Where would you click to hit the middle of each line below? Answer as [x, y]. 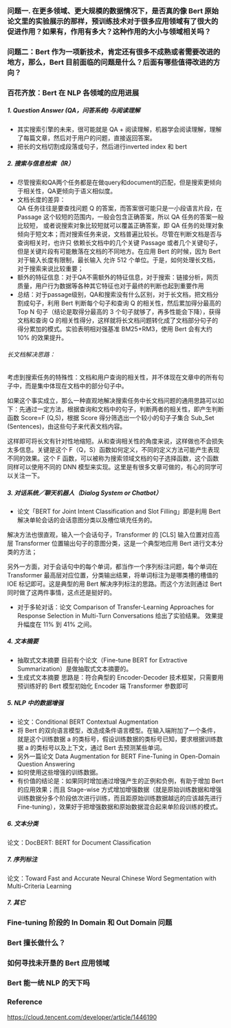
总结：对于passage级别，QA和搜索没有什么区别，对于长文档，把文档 [115, 294]
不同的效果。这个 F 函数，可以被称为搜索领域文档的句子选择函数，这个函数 [113, 458]
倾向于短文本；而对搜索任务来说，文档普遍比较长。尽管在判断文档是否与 [119, 234]
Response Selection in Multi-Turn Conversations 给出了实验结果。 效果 [117, 615]
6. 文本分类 [23, 824]
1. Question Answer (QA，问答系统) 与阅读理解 [74, 110]
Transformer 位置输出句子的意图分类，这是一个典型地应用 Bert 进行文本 [116, 543]
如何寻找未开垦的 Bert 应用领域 [58, 962]
